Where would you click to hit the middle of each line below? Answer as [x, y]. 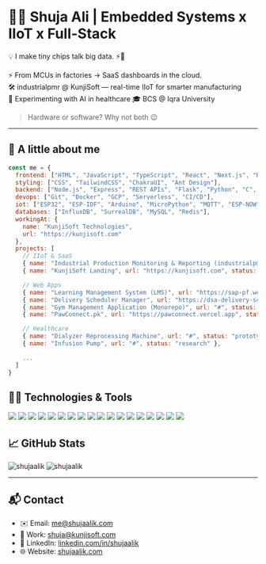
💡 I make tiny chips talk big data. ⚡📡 [66, 56]
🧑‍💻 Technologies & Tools [70, 397]
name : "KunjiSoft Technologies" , [78, 227]
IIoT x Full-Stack [62, 34]
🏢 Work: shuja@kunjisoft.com [68, 534]
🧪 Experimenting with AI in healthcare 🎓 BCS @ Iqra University [112, 98]
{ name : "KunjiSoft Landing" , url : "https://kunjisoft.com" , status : [140, 271]
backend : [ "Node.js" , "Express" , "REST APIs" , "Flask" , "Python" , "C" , [136, 190]
